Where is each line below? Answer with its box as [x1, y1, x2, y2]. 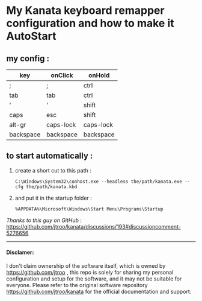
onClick [50, 71, 73, 79]
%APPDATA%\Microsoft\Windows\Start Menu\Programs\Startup [14, 206, 164, 212]
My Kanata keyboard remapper [6, 4, 165, 17]
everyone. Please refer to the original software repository [6, 282, 148, 289]
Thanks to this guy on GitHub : [6, 217, 82, 224]
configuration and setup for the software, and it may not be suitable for [6, 275, 182, 282]
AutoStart [6, 30, 57, 43]
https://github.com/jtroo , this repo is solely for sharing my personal [6, 269, 174, 276]
